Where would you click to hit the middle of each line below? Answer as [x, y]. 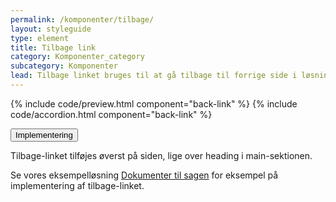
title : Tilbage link [53, 47]
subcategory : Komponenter [64, 66]
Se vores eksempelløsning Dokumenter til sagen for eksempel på [144, 175]
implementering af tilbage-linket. [77, 185]
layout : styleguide [51, 29]
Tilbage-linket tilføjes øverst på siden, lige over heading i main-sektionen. [161, 155]
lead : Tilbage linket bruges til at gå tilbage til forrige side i [154, 76]
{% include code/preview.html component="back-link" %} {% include [154, 103]
